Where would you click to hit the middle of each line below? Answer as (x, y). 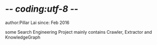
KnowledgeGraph (23, 37)
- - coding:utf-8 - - (42, 9)
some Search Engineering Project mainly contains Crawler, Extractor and (78, 32)
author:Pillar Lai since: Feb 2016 (37, 22)
